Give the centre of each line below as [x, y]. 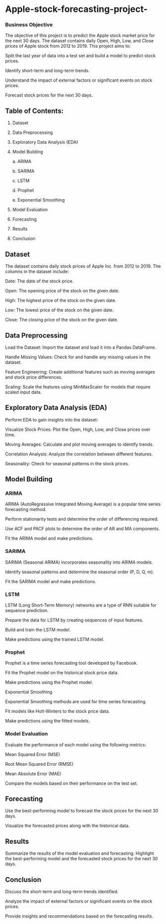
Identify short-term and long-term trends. [48, 71]
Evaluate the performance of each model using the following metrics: [76, 744]
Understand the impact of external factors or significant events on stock [79, 80]
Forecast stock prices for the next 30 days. [49, 95]
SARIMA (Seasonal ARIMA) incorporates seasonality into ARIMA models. [79, 562]
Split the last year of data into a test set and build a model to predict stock [81, 56]
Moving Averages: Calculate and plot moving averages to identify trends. [79, 444]
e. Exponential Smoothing [38, 200]
